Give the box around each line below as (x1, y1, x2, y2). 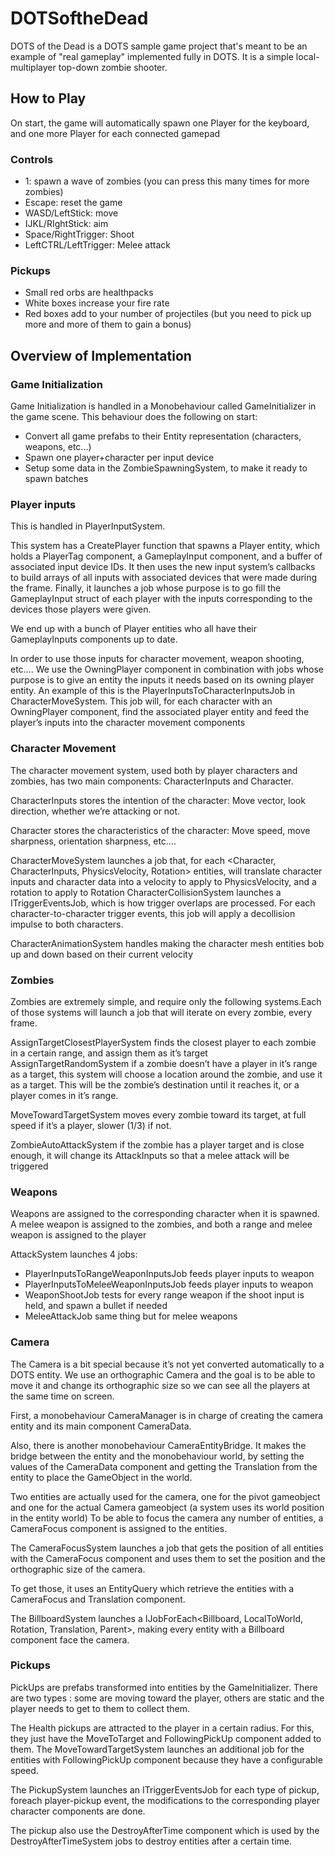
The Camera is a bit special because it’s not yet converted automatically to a (10, 1358, 325, 1370)
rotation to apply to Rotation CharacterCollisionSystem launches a (10, 886, 282, 898)
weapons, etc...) (24, 441, 92, 453)
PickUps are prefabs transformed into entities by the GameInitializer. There (10, 1681, 318, 1693)
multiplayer (10, 61, 57, 73)
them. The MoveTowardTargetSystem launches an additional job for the (10, 1743, 305, 1755)
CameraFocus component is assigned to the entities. (10, 1522, 228, 1534)
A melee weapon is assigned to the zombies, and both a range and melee (10, 1218, 313, 1231)
